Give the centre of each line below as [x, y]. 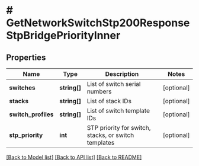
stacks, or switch [110, 135]
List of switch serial [114, 84]
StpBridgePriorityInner [63, 36]
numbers [99, 91]
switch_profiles [31, 114]
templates [101, 143]
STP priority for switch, [119, 128]
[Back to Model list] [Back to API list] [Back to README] [74, 157]
